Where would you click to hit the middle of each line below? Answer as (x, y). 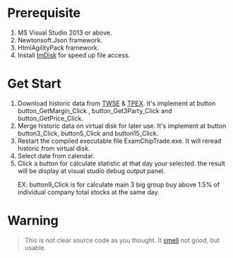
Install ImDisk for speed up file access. (74, 55)
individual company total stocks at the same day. (89, 192)
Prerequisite (44, 13)
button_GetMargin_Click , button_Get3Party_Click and (95, 110)
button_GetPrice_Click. (50, 118)
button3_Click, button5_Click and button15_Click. (88, 133)
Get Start (34, 84)
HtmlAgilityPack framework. (58, 47)
